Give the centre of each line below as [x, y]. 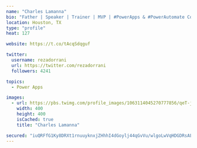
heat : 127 [18, 33]
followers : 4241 [31, 71]
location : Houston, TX [34, 22]
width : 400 [30, 109]
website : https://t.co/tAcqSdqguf [48, 44]
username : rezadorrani [39, 60]
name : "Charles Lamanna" [36, 11]
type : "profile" [26, 28]
